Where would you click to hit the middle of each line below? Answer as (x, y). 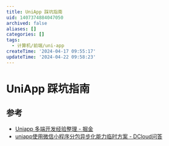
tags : (13, 40)
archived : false (27, 23)
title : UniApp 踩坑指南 (34, 12)
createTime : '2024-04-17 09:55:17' (51, 51)
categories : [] (25, 35)
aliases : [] (21, 29)
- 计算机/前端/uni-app (38, 46)
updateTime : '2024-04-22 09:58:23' (51, 57)
